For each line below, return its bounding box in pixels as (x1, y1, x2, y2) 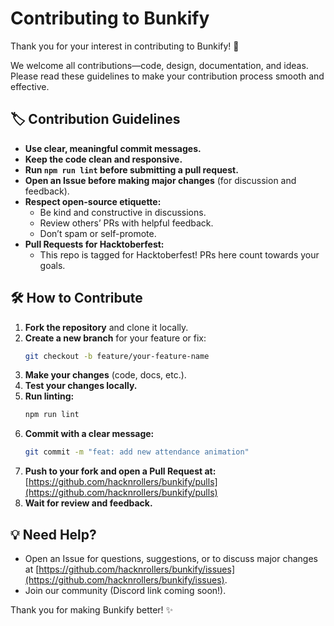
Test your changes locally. (24, 380, 138, 392)
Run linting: (24, 390, 75, 402)
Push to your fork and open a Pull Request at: (24, 465, 217, 477)
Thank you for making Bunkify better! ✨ (10, 604, 174, 616)
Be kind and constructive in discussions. (39, 206, 207, 218)
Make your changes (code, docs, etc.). (24, 369, 187, 381)
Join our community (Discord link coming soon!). (24, 585, 227, 596)
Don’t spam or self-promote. (39, 227, 157, 239)
